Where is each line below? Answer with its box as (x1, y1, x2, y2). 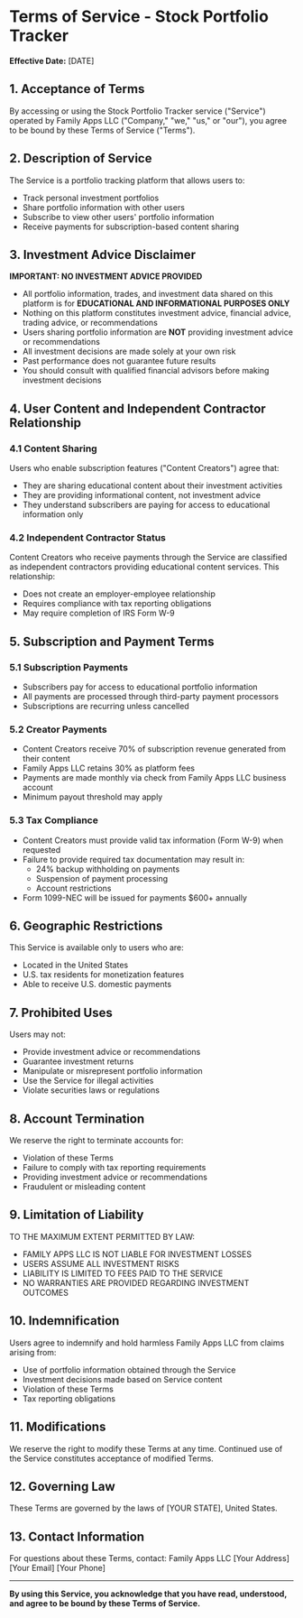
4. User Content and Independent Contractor (9, 401, 266, 416)
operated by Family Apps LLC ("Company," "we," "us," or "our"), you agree (9, 115, 287, 125)
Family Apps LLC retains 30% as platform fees (22, 763, 196, 773)
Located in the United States (22, 959, 129, 971)
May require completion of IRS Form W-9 (22, 607, 176, 619)
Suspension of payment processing (35, 873, 169, 883)
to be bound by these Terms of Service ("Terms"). (9, 125, 196, 135)
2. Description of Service (9, 151, 152, 166)
